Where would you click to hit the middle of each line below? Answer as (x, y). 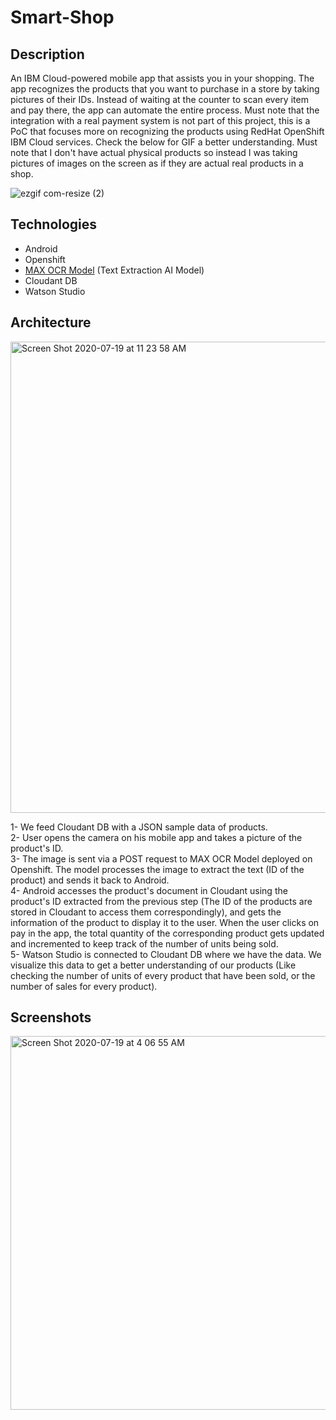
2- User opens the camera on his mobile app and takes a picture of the (156, 837)
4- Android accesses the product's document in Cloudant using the (149, 890)
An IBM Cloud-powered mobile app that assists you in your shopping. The (162, 78)
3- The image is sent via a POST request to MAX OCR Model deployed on (161, 858)
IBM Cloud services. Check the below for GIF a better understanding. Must (164, 142)
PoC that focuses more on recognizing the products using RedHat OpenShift (167, 131)
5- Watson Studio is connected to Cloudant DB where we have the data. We (166, 954)
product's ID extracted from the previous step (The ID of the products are (161, 901)
